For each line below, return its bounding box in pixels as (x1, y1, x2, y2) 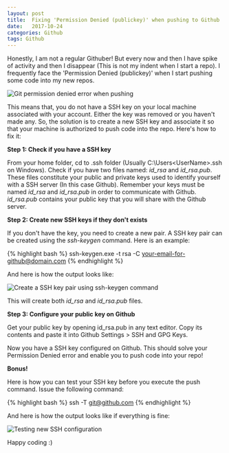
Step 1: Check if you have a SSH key (7, 146, 111, 154)
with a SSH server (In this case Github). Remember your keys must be (7, 181, 205, 189)
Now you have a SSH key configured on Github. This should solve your (7, 344, 208, 352)
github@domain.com (7, 257, 67, 265)
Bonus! (7, 364, 28, 373)
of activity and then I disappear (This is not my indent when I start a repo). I (7, 62, 221, 70)
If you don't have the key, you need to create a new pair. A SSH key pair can (7, 229, 223, 237)
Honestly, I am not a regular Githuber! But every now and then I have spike (7, 54, 218, 62)
